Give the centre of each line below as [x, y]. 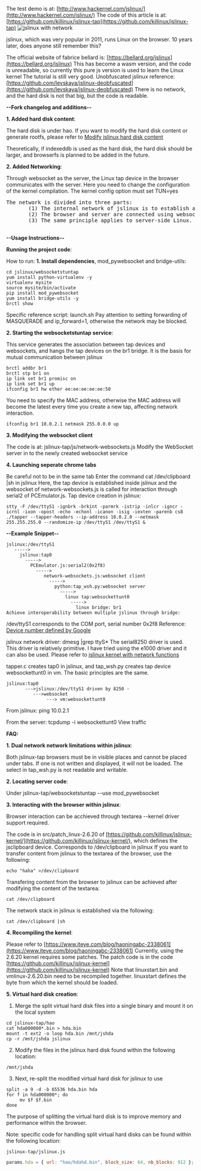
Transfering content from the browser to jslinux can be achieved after [92, 882]
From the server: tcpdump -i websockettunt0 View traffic [76, 722]
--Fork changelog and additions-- [49, 107]
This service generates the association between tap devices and [86, 344]
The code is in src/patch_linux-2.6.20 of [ [57, 834]
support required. [28, 823]
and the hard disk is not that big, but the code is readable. [77, 96]
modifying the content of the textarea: [53, 888]
